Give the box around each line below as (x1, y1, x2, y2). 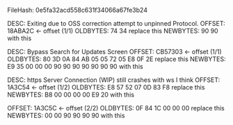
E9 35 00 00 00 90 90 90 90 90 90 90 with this (7, 62, 144, 70)
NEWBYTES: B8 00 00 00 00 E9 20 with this (7, 90, 134, 99)
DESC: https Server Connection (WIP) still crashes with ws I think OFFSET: (7, 76, 220, 84)
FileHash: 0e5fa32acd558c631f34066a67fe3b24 (7, 6, 148, 14)
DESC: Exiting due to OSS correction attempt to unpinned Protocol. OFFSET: (7, 19, 225, 27)
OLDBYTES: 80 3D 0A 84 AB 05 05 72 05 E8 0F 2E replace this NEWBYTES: (7, 55, 226, 63)
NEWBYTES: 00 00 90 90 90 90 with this (7, 111, 125, 119)
